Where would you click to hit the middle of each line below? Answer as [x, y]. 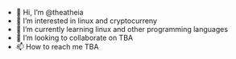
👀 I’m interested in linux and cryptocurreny [87, 21]
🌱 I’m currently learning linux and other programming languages [122, 29]
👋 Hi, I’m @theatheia [50, 12]
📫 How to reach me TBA [57, 47]
